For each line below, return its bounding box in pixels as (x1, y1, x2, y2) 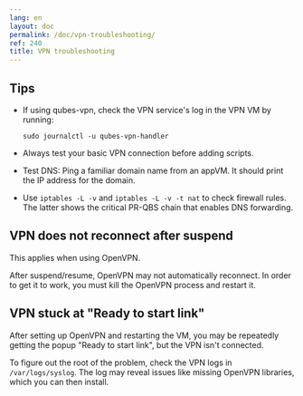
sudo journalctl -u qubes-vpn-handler (22, 131, 169, 140)
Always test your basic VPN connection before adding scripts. (22, 147, 255, 159)
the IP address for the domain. (22, 174, 136, 186)
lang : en (9, 13, 43, 23)
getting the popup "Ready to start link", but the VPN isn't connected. (9, 339, 264, 350)
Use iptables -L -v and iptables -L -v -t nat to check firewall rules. (22, 192, 287, 203)
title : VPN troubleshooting (9, 47, 116, 56)
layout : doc (9, 22, 54, 31)
